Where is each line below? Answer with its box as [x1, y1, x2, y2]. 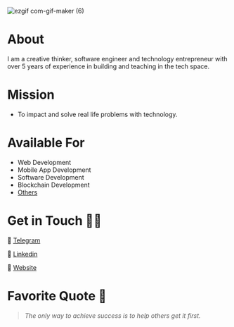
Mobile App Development [17, 166, 91, 174]
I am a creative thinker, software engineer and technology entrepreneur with [7, 54, 228, 63]
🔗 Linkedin [7, 249, 38, 258]
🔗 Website [7, 263, 37, 271]
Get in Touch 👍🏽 [7, 213, 102, 228]
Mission [7, 87, 55, 103]
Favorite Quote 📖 [7, 288, 107, 304]
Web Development [17, 158, 72, 166]
